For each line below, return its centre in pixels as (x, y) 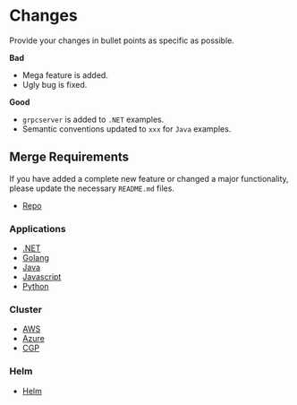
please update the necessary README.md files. (92, 188)
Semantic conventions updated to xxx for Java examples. (127, 129)
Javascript (42, 277)
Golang (35, 258)
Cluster (26, 309)
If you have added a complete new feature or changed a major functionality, (149, 178)
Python (35, 287)
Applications (38, 228)
